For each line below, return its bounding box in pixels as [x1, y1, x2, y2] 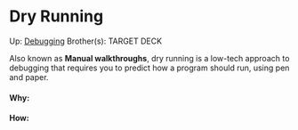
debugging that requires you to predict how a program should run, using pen [9, 62, 290, 73]
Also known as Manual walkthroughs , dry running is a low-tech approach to [9, 53, 290, 63]
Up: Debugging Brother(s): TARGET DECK [9, 36, 163, 46]
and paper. [9, 71, 49, 82]
